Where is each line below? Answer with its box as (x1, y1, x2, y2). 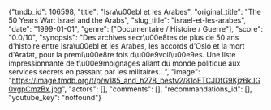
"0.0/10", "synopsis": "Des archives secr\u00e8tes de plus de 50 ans (8, 32, 239, 42)
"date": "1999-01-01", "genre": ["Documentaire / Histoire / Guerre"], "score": (8, 24, 264, 33)
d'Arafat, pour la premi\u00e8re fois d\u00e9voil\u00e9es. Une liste (8, 50, 236, 59)
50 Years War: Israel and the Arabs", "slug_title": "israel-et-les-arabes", (8, 15, 247, 25)
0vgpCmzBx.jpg (8, 84, 62, 94)
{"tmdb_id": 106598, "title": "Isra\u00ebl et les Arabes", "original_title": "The (8, 7, 261, 16)
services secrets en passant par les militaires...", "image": (8, 67, 200, 76)
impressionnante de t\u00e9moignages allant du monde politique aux (8, 58, 241, 68)
